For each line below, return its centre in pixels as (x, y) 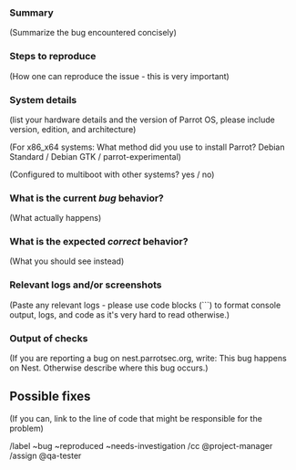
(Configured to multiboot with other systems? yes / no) (112, 174)
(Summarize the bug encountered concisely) (93, 33)
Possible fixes (50, 397)
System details (43, 99)
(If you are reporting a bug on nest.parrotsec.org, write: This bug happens (148, 359)
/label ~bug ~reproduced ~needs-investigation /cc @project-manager (141, 445)
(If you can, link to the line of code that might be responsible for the (136, 418)
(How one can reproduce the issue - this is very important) (119, 76)
